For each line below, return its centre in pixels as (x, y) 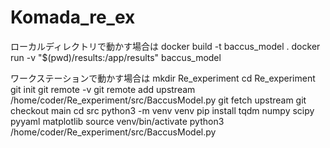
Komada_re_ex (73, 17)
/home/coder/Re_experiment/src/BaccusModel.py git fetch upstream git (158, 100)
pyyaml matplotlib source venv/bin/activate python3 (117, 121)
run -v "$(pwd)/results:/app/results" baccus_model (116, 57)
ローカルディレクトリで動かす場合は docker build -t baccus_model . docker (165, 46)
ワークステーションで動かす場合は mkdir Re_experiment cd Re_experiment (163, 78)
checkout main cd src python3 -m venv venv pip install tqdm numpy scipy (162, 110)
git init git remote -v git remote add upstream (103, 89)
